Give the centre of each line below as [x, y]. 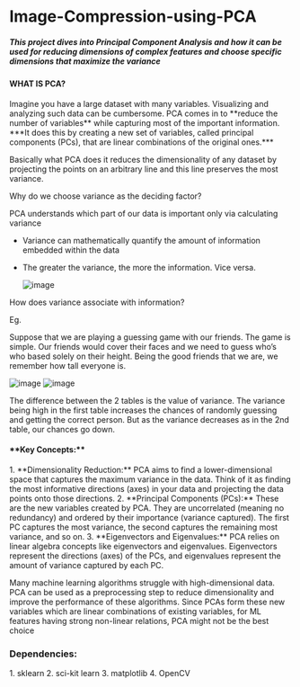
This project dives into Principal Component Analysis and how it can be [146, 41]
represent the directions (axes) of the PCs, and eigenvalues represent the [145, 556]
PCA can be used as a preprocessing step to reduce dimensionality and [142, 592]
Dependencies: [44, 654]
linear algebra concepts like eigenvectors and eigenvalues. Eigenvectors [143, 546]
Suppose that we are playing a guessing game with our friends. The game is [150, 337]
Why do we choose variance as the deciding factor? [106, 196]
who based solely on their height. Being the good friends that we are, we [144, 356]
